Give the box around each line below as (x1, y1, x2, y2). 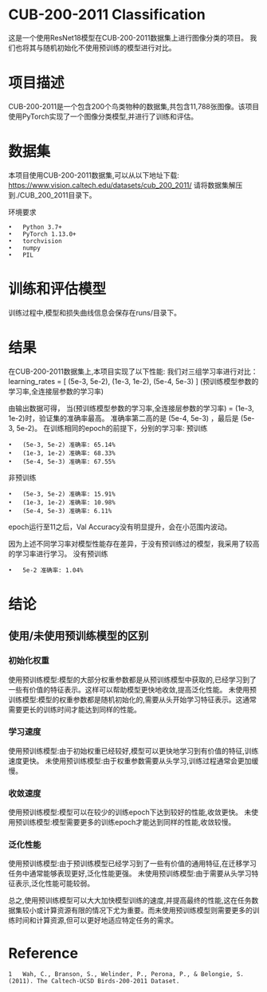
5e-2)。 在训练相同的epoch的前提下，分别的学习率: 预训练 (16, 423, 208, 433)
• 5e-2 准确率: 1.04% (8, 566, 84, 574)
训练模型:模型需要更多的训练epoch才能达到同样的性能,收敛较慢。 (22, 818, 236, 827)
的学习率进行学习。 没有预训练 (8, 548, 108, 559)
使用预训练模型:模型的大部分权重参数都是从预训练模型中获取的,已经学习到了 (8, 675, 257, 684)
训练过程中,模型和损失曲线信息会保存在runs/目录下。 (8, 308, 182, 317)
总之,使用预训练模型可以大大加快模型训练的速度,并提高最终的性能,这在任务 (8, 896, 253, 905)
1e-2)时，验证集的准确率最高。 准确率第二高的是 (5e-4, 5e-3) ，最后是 (8, 413, 239, 423)
